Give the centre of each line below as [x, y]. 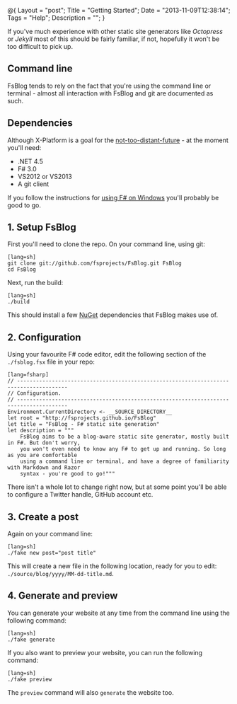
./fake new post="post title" [52, 553]
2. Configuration [44, 337]
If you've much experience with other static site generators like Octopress [115, 31]
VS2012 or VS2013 [45, 176]
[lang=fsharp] [28, 375]
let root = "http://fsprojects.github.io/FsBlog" [82, 418]
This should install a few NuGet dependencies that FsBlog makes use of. [112, 315]
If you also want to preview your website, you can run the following [105, 652]
